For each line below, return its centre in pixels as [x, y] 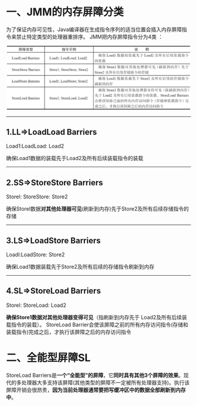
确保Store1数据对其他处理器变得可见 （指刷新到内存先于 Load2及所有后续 [94, 317]
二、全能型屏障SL [48, 358]
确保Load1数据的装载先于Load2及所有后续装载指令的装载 [75, 158]
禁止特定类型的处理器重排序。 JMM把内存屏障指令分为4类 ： [90, 36]
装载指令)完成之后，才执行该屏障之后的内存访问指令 [69, 331]
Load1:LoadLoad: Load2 [35, 146]
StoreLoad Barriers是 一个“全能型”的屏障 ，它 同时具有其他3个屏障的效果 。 [95, 375]
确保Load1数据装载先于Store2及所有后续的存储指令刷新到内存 [80, 267]
